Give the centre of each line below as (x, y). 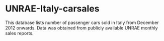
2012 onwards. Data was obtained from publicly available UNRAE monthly (81, 27)
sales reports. (19, 33)
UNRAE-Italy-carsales (52, 9)
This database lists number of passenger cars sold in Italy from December (82, 22)
